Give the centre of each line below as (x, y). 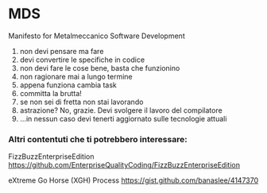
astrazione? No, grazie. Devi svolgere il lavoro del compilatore (121, 110)
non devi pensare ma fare (62, 51)
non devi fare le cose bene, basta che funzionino (100, 68)
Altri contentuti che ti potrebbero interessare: (98, 139)
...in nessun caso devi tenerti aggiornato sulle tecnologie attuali (123, 118)
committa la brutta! (50, 93)
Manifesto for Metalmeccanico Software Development (97, 36)
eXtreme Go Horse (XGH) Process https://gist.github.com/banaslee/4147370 (133, 180)
